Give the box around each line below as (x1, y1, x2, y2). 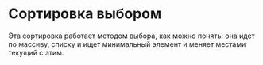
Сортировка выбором (8, 5, 162, 23)
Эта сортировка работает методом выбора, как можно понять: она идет (8, 31, 256, 40)
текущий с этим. (8, 48, 64, 57)
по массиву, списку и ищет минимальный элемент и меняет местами (8, 39, 246, 48)
